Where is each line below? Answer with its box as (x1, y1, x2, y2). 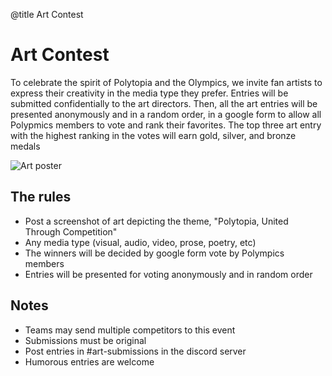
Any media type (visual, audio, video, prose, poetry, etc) (24, 236, 257, 248)
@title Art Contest (10, 9, 84, 20)
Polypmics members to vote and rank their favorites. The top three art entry (10, 119, 322, 131)
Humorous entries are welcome (24, 355, 155, 368)
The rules (10, 189, 72, 206)
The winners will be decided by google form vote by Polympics (24, 247, 285, 259)
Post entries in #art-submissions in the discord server (24, 345, 247, 357)
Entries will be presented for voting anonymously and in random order (24, 268, 313, 280)
